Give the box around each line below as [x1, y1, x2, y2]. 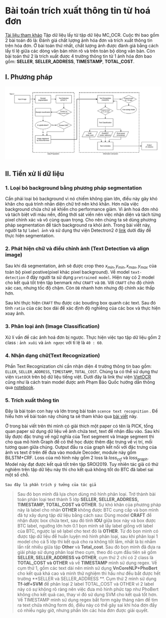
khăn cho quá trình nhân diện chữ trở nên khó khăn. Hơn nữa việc [5, 201, 139, 207]
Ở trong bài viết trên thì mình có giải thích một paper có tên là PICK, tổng [5, 423, 154, 429]
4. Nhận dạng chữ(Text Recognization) [5, 352, 100, 359]
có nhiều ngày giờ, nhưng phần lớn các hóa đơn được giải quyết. [17, 608, 149, 614]
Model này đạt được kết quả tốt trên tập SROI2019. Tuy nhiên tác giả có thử [5, 461, 159, 467]
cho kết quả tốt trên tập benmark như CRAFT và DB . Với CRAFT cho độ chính [5, 280, 155, 286]
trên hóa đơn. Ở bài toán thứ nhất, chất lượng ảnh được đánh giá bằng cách [5, 42, 159, 48]
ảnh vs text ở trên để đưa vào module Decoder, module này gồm [5, 449, 136, 455]
